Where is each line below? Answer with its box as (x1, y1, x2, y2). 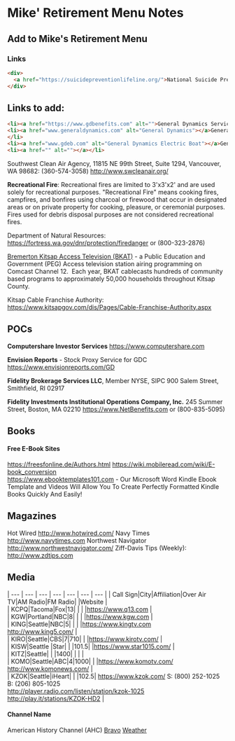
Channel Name (7, 710, 51, 719)
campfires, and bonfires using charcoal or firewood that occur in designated (7, 195, 227, 204)
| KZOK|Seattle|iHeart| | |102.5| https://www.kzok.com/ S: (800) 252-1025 (7, 672, 220, 680)
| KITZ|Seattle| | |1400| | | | (7, 649, 84, 658)
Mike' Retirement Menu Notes (7, 5, 184, 21)
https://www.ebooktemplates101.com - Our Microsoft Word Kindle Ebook (7, 475, 217, 484)
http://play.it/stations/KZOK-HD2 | (7, 694, 105, 702)
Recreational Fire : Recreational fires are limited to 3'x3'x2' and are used (7, 180, 215, 188)
